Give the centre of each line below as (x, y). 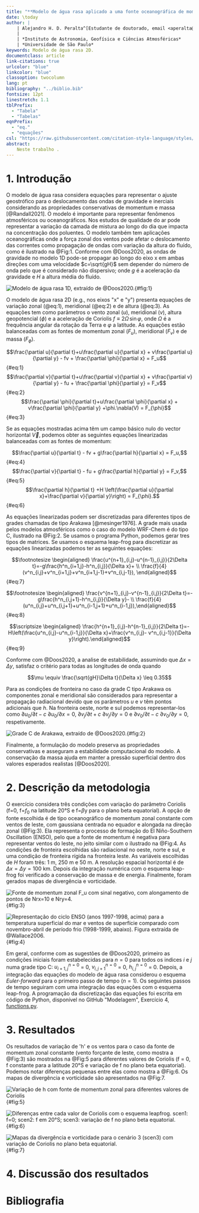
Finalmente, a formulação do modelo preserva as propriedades (83, 745)
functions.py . (22, 1006)
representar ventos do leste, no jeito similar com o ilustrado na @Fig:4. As (96, 843)
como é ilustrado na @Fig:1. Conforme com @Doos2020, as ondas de (91, 252)
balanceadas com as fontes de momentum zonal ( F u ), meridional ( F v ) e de (97, 332)
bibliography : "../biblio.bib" (45, 89)
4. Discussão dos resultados (78, 1174)
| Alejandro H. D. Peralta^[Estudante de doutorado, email (91, 28)
